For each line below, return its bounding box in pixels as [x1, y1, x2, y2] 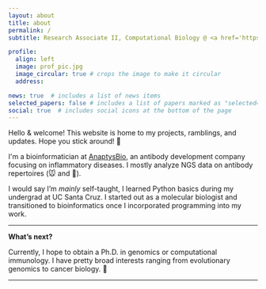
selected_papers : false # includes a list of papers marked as [8, 99, 222, 107]
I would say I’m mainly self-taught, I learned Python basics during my [8, 184, 234, 194]
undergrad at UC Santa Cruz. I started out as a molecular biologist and [8, 192, 237, 202]
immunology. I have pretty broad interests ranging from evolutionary [8, 256, 231, 265]
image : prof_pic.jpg [15, 63, 83, 71]
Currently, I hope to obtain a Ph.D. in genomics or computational [8, 247, 218, 257]
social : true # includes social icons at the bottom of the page [8, 106, 232, 115]
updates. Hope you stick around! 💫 [8, 136, 121, 146]
